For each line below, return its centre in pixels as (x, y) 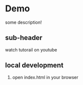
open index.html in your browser (45, 77)
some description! (23, 22)
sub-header (24, 38)
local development (34, 65)
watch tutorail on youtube (31, 49)
